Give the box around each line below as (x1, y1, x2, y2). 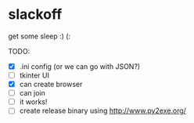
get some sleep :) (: (8, 31, 71, 41)
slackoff (8, 5, 63, 24)
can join (19, 89, 45, 98)
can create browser (19, 80, 83, 89)
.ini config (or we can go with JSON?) (19, 61, 141, 71)
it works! (19, 97, 48, 107)
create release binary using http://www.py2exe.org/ (19, 106, 186, 115)
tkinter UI (19, 71, 49, 80)
